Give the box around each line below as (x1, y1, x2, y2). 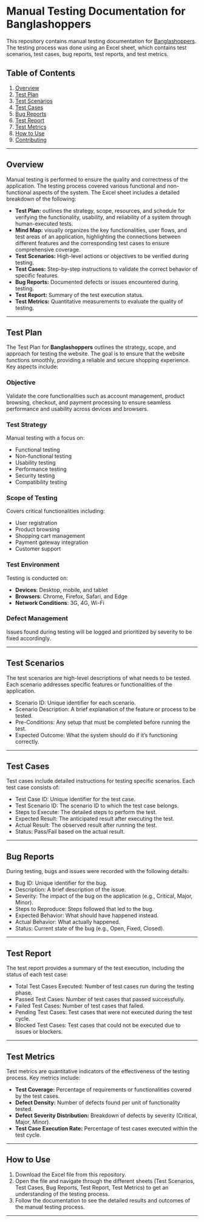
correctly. (15, 738, 39, 745)
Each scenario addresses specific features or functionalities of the (6, 681, 172, 688)
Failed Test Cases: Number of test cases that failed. (15, 1002, 144, 1010)
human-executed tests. (15, 220, 73, 227)
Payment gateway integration (15, 538, 89, 546)
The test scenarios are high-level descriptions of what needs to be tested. (6, 674, 191, 681)
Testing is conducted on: (6, 574, 69, 582)
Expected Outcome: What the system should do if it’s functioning (15, 731, 178, 738)
